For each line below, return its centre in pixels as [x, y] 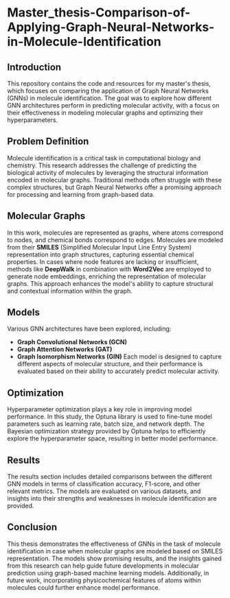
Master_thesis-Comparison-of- [99, 13]
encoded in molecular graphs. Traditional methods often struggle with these [114, 180]
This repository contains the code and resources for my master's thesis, [109, 83]
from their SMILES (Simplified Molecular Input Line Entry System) [100, 247]
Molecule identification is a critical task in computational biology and [104, 158]
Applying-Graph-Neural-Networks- [111, 27]
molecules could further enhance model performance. [84, 587]
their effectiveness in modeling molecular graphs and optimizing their [105, 112]
